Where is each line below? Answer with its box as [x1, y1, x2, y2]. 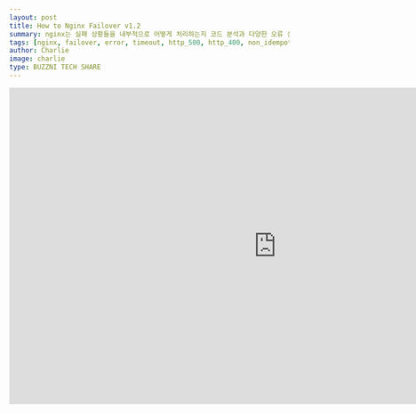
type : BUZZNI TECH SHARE [9, 63, 101, 72]
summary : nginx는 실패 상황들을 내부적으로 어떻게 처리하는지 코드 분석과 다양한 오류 [9, 29, 284, 38]
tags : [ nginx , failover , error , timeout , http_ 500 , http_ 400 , [9, 37, 244, 47]
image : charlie [9, 54, 66, 63]
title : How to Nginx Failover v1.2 [9, 21, 141, 30]
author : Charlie [9, 46, 69, 55]
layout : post [9, 12, 58, 22]
